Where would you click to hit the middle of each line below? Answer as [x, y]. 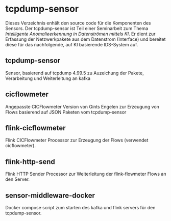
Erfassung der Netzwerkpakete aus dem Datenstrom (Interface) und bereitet [86, 39]
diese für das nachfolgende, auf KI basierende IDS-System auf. [72, 44]
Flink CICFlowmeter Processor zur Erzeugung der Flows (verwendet [77, 140]
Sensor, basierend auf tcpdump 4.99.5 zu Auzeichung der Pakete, [75, 73]
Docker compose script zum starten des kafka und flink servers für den [80, 208]
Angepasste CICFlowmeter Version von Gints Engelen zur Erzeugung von [82, 106]
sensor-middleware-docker [50, 195]
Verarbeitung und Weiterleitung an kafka [48, 78]
